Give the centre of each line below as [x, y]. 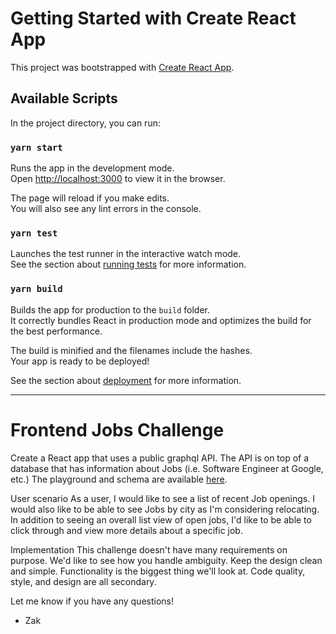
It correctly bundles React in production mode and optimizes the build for [161, 320]
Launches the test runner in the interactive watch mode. [126, 254]
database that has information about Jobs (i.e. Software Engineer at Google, [167, 468]
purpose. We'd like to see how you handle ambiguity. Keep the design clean [166, 560]
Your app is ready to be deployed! [80, 361]
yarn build [36, 289]
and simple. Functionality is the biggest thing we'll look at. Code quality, [158, 571]
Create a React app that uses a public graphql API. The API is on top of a [160, 458]
